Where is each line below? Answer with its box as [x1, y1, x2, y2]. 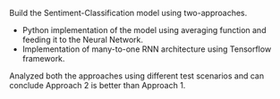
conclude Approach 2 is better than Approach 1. [9, 80, 186, 90]
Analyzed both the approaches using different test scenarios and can [9, 70, 265, 81]
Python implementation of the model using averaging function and [21, 25, 267, 35]
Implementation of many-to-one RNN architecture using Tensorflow [21, 44, 272, 54]
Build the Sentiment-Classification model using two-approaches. [9, 8, 248, 18]
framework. [21, 54, 65, 63]
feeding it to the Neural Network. [21, 35, 144, 45]
